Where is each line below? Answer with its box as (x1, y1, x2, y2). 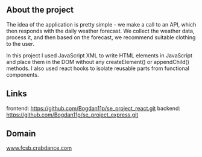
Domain (6, 129, 36, 139)
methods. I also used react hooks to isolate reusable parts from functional (6, 65, 190, 72)
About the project (6, 5, 74, 15)
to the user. (6, 40, 34, 47)
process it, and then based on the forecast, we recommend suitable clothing (6, 33, 196, 41)
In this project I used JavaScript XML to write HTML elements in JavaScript (6, 51, 193, 59)
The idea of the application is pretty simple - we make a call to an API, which (6, 21, 197, 28)
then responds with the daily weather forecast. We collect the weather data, (6, 27, 195, 34)
